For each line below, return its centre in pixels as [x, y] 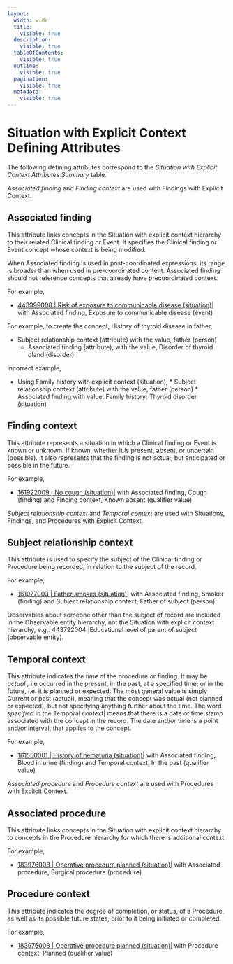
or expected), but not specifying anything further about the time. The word [114, 706]
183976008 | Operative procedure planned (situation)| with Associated [119, 865]
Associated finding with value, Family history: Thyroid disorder [107, 396]
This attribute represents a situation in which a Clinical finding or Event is [112, 442]
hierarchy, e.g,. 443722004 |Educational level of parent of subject [102, 630]
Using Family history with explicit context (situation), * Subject [107, 382]
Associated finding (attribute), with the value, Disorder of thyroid [120, 347]
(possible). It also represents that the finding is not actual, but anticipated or [116, 457]
